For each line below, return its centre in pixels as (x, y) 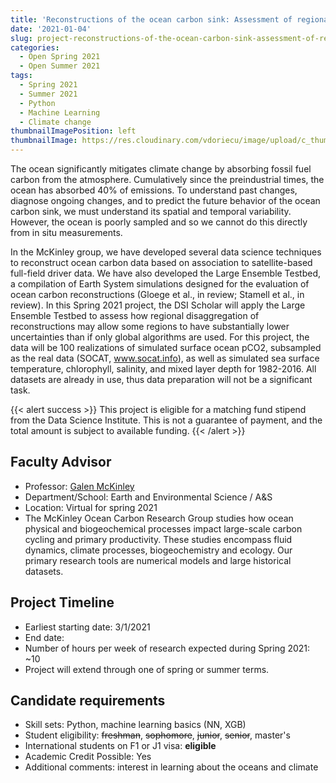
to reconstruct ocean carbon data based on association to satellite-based (161, 262)
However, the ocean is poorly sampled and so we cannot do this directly (159, 222)
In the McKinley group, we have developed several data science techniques (166, 252)
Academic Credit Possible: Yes (88, 757)
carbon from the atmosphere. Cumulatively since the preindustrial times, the (167, 179)
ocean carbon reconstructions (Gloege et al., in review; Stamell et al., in (157, 294)
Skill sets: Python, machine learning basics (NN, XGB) (135, 725)
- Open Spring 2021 (60, 57)
